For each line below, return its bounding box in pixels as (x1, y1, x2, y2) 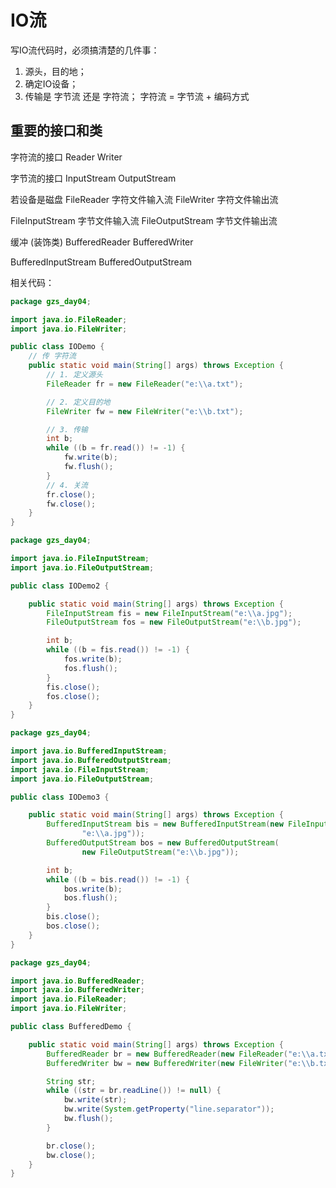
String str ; (46, 1076, 97, 1086)
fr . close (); (46, 489, 97, 500)
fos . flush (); (63, 663, 118, 673)
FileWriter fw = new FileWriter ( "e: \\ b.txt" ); (46, 406, 244, 416)
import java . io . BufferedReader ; (10, 976, 145, 986)
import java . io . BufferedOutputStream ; (10, 755, 172, 765)
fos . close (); (46, 691, 101, 701)
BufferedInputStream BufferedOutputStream (10, 256, 193, 268)
